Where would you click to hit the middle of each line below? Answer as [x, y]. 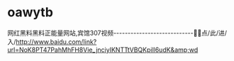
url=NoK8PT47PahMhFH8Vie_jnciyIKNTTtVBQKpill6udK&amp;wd [103, 50]
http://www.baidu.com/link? [56, 41]
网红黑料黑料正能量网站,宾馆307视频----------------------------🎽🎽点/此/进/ [117, 33]
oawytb [30, 12]
